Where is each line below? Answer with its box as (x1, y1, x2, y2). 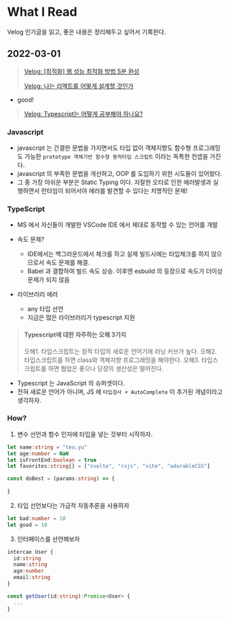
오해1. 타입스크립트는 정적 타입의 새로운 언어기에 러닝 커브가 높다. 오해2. (23, 347, 217, 355)
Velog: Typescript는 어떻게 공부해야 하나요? (23, 109, 143, 117)
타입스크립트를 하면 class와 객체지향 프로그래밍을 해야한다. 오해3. (23, 355, 200, 364)
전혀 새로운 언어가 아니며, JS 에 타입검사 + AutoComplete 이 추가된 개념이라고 (16, 387, 223, 396)
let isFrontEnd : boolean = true (7, 456, 97, 464)
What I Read (7, 4, 78, 20)
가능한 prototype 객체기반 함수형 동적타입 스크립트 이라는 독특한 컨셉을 (24, 153, 209, 161)
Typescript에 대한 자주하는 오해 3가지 (23, 330, 127, 339)
